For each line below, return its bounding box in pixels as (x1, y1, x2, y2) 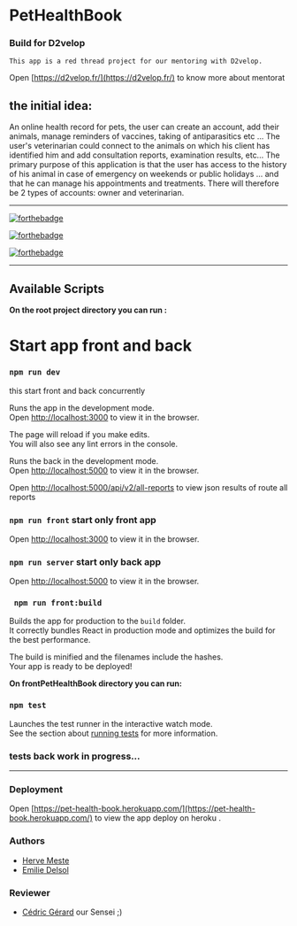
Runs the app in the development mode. (9, 402, 155, 413)
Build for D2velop (9, 37, 86, 50)
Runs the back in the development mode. (9, 455, 159, 466)
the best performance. (9, 635, 91, 645)
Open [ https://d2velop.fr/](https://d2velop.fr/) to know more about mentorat (9, 73, 286, 83)
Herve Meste (21, 855, 70, 866)
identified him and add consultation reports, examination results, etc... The (9, 150, 280, 160)
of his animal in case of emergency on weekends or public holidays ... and (9, 169, 279, 180)
